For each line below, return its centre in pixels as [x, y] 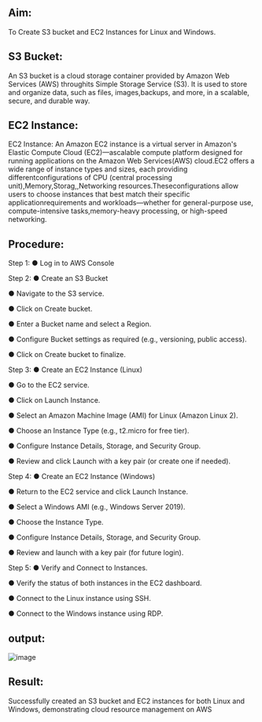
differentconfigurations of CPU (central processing [90, 178]
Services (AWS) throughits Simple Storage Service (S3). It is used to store [128, 84]
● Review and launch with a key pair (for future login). [96, 553]
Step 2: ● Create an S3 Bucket [58, 278]
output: [27, 638]
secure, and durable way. [49, 101]
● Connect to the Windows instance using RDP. [86, 613]
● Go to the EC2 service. [49, 385]
